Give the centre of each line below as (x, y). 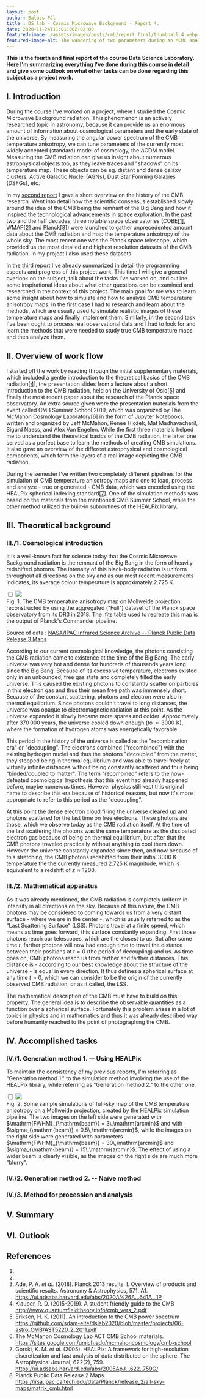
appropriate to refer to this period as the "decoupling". (74, 800)
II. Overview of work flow (55, 356)
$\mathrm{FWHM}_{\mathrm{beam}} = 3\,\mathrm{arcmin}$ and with (95, 1124)
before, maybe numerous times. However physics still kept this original (95, 787)
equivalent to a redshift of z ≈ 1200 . (51, 870)
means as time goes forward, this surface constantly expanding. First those (101, 932)
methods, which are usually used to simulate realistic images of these (94, 310)
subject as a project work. (40, 77)
